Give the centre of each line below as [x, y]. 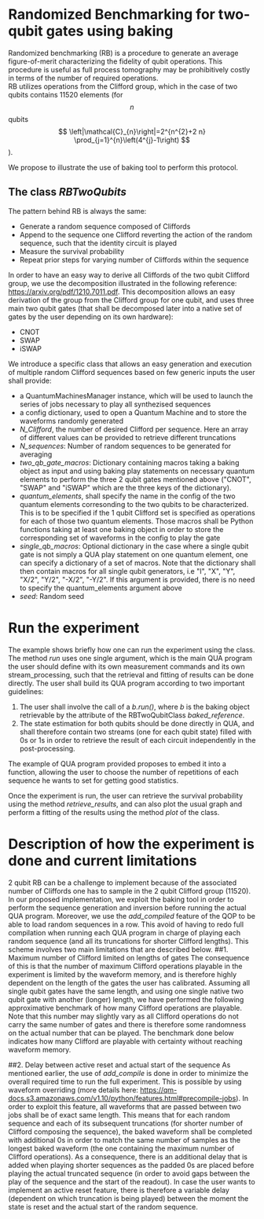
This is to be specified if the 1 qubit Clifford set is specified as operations [137, 512]
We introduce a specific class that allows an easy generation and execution [130, 364]
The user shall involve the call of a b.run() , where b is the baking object [134, 707]
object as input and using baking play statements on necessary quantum [137, 471]
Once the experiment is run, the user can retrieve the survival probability [126, 795]
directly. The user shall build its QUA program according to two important [126, 683]
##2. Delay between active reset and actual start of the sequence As [119, 1065]
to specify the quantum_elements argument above [101, 588]
